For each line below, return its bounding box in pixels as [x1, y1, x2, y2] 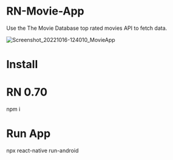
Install [6, 58, 38, 71]
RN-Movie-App [6, 4, 84, 18]
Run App [6, 127, 51, 141]
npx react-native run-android [6, 147, 79, 154]
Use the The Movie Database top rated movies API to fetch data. [6, 24, 168, 32]
